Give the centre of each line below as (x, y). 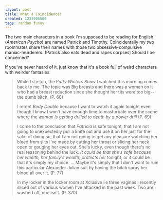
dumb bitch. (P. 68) (44, 97)
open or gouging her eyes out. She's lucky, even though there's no (84, 147)
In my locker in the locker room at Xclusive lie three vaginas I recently (87, 182)
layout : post (18, 9)
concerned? (17, 58)
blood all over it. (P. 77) (40, 173)
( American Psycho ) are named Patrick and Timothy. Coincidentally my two (80, 42)
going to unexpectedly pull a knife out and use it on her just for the (84, 131)
